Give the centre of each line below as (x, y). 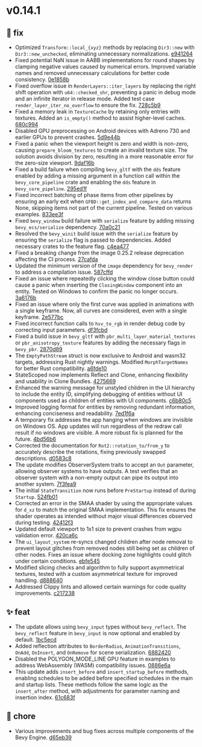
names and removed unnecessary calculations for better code (92, 73)
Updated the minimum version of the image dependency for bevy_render (104, 266)
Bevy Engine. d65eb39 (43, 737)
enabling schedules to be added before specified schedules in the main (104, 678)
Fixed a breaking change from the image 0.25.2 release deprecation (99, 253)
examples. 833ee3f (39, 214)
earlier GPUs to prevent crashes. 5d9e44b (68, 137)
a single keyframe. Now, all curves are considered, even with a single (101, 311)
